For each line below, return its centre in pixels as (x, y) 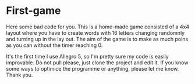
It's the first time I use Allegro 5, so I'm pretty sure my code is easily (87, 56)
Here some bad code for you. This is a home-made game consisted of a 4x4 (98, 27)
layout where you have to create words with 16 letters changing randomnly (95, 32)
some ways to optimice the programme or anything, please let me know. (93, 68)
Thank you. (19, 75)
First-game (33, 11)
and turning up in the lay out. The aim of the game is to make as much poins (97, 39)
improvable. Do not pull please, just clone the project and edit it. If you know (97, 63)
